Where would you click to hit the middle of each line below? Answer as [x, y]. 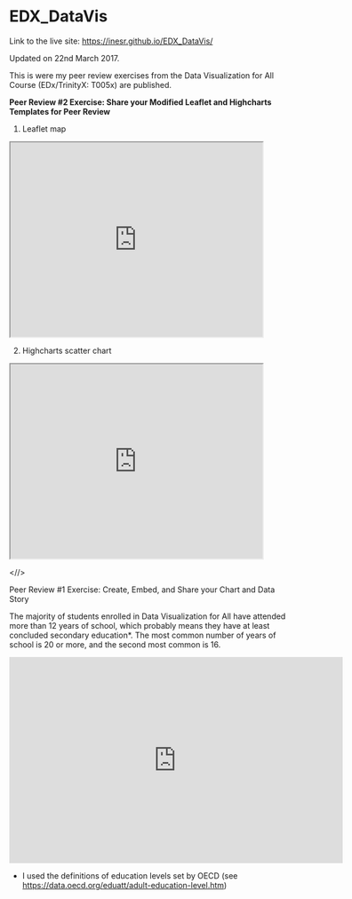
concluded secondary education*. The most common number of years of [143, 635]
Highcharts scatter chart [67, 350]
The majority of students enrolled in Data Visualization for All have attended [148, 616]
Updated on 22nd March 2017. [64, 58]
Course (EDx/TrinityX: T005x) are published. [90, 84]
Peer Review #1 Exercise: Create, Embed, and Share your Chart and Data [142, 590]
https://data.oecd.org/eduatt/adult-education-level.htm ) [124, 885]
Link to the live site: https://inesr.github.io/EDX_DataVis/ [111, 41]
